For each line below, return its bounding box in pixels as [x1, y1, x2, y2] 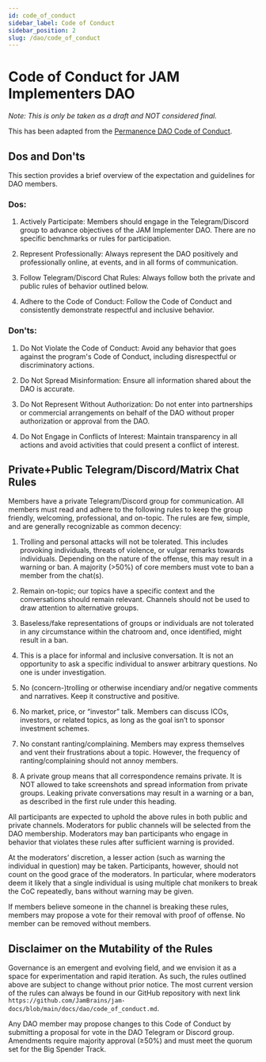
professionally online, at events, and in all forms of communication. [19, 257, 239, 267]
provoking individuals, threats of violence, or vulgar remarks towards [19, 546, 245, 555]
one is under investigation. [19, 668, 107, 678]
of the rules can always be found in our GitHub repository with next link [8, 988, 241, 998]
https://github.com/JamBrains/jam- [8, 997, 126, 1005]
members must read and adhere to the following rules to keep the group [8, 505, 243, 515]
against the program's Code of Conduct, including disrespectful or [19, 351, 237, 361]
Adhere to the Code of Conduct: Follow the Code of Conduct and [19, 297, 232, 307]
